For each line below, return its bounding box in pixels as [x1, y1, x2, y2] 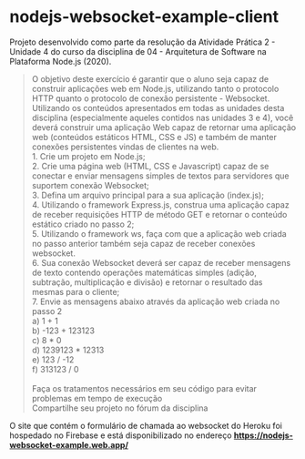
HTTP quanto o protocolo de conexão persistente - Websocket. [31, 93, 270, 104]
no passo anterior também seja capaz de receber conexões [31, 238, 256, 249]
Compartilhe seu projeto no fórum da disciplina [31, 403, 208, 413]
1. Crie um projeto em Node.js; [31, 150, 146, 161]
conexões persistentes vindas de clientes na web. [31, 141, 219, 152]
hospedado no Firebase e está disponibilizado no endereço [9, 430, 232, 441]
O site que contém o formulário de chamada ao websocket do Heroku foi [9, 420, 282, 431]
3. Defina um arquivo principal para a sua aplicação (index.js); [31, 189, 264, 200]
